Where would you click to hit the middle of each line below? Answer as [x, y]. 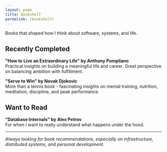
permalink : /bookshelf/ [30, 19]
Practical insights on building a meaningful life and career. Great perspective [83, 66]
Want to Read [26, 107]
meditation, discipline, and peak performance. [52, 92]
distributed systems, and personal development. [55, 144]
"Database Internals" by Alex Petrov [43, 119]
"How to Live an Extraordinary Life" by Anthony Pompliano [67, 61]
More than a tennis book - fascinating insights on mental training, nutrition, [82, 86]
